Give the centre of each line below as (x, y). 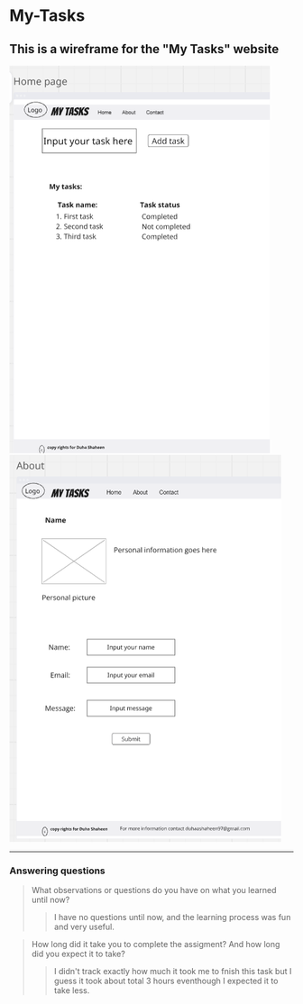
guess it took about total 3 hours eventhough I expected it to (166, 981)
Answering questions (57, 871)
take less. (72, 990)
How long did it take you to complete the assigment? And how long (156, 945)
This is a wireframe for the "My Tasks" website (144, 49)
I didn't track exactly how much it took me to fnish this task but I (173, 972)
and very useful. (84, 927)
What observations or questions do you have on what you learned (154, 890)
